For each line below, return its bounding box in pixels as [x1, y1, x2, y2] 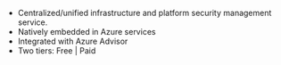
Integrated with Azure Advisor [17, 36, 128, 46]
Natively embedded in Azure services [17, 27, 156, 37]
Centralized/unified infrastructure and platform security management [17, 8, 272, 18]
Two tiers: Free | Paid [17, 45, 96, 56]
